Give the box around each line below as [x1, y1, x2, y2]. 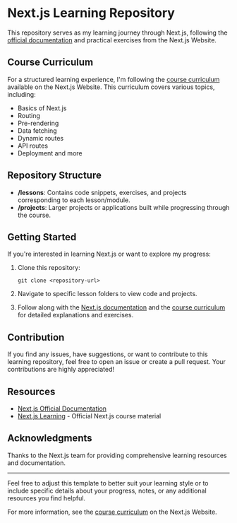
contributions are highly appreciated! [7, 365, 115, 374]
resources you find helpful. [7, 493, 86, 503]
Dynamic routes [17, 134, 64, 142]
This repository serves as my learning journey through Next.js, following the [7, 28, 228, 37]
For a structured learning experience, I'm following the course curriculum [7, 75, 220, 83]
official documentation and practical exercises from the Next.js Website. [7, 35, 217, 44]
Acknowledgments [7, 433, 93, 445]
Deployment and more [17, 148, 83, 157]
